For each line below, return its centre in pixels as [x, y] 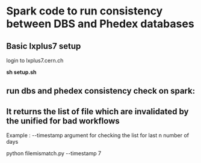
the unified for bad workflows [63, 121]
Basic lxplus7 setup [44, 46]
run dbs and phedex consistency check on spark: [101, 91]
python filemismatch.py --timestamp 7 [54, 153]
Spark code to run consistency [85, 11]
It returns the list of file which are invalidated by [97, 112]
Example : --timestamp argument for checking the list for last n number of [98, 135]
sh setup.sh [21, 72]
